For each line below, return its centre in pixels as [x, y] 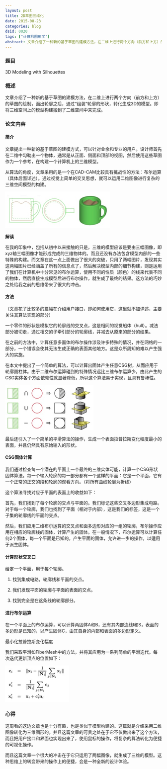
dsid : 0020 [16, 32]
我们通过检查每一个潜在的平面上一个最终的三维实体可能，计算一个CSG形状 [82, 469]
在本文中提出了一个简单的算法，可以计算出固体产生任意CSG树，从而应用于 [82, 365]
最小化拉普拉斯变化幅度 [29, 642]
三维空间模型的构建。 [27, 184]
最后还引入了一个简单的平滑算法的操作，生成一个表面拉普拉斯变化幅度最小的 [83, 439]
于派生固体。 [18, 545]
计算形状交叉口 [20, 557]
